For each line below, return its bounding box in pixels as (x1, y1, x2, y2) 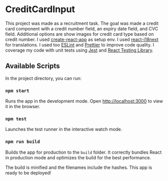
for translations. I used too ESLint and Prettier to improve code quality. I (5, 41, 154, 48)
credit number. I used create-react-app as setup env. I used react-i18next (5, 36, 159, 42)
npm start (5, 87, 29, 94)
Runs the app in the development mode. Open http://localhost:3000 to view (5, 98, 163, 104)
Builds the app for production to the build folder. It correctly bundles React (5, 149, 162, 155)
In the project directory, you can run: (5, 75, 82, 81)
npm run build (5, 139, 40, 145)
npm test (5, 116, 27, 122)
